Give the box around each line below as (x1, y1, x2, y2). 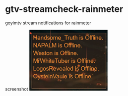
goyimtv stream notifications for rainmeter (5, 20, 91, 26)
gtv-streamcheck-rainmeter (5, 3, 124, 15)
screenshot (5, 86, 28, 92)
